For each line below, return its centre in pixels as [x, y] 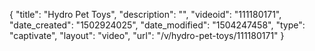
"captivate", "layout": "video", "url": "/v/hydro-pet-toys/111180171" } [147, 35]
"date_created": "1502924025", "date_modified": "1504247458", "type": [157, 25]
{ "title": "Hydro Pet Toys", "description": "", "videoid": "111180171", [145, 14]
